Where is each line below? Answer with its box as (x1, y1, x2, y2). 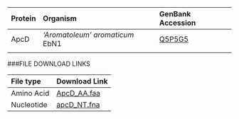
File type (11, 76, 41, 86)
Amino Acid (11, 89, 50, 98)
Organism (42, 13, 77, 23)
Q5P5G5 (159, 35, 189, 44)
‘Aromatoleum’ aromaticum (42, 30, 134, 40)
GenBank (159, 9, 191, 18)
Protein (11, 13, 36, 23)
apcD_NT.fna (56, 100, 100, 109)
